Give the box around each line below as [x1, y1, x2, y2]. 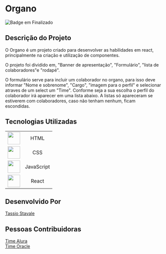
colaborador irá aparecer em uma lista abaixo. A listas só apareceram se [5, 92, 153, 98]
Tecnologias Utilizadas [5, 118, 77, 126]
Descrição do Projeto [5, 34, 71, 42]
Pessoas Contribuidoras [5, 225, 82, 233]
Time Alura [5, 238, 28, 244]
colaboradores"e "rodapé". [5, 67, 60, 73]
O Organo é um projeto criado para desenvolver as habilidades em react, [5, 47, 154, 53]
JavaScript [25, 163, 51, 170]
